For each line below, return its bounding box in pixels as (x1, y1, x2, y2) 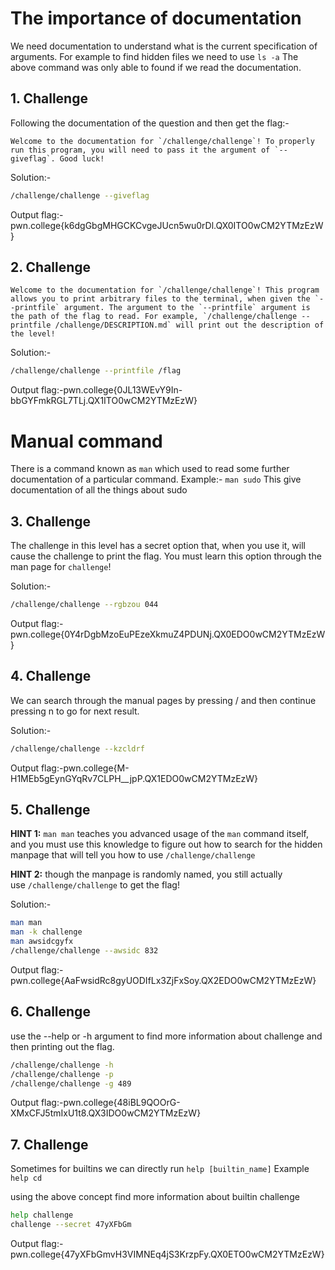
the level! (10, 329, 56, 339)
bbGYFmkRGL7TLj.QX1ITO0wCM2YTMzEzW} (10, 395, 198, 407)
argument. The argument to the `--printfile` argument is (63, 303, 311, 313)
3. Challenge (10, 513, 91, 530)
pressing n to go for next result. (10, 705, 140, 717)
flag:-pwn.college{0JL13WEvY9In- (40, 384, 183, 396)
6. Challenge (10, 1003, 91, 1021)
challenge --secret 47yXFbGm (10, 1220, 132, 1230)
